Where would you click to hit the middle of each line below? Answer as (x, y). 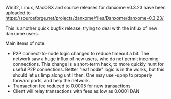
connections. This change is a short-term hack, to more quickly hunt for (88, 64)
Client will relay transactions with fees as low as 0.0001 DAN (76, 91)
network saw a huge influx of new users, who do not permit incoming (86, 59)
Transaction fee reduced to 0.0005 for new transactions (71, 86)
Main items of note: (26, 43)
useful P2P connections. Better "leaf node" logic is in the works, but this (89, 69)
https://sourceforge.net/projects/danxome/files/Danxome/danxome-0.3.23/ (85, 18)
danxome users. (22, 33)
